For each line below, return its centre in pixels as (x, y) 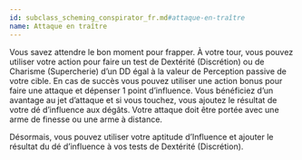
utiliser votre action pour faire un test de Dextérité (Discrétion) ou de (137, 61)
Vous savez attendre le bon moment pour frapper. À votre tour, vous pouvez (151, 52)
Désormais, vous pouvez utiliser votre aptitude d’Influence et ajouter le (141, 136)
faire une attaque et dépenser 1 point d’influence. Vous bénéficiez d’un (141, 90)
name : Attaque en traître (58, 26)
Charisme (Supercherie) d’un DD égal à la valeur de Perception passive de (148, 71)
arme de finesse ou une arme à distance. (86, 119)
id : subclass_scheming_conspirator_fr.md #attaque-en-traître (127, 18)
